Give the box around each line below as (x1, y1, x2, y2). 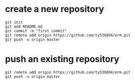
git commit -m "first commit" (5, 28, 67, 33)
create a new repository (5, 3, 105, 15)
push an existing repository (5, 53, 119, 65)
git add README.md (5, 24, 43, 29)
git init (5, 20, 23, 25)
